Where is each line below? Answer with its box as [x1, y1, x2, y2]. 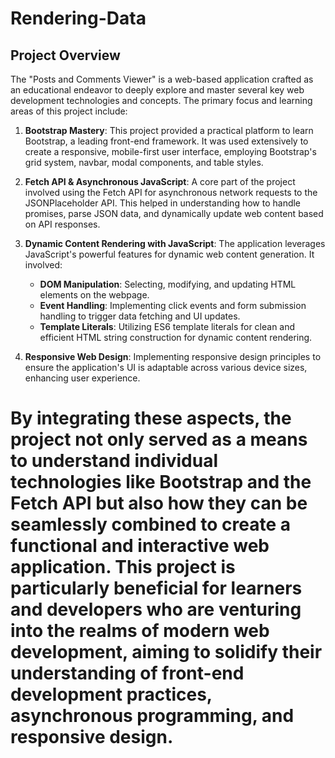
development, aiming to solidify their [10, 641, 323, 664]
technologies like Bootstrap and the [10, 471, 312, 494]
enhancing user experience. [24, 372, 141, 384]
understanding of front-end [10, 662, 245, 685]
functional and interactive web [10, 535, 270, 557]
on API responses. [24, 218, 101, 230]
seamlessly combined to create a [10, 513, 291, 536]
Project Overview [10, 47, 121, 64]
